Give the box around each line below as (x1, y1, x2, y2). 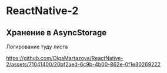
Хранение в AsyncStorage (6, 28, 107, 38)
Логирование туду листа (6, 43, 68, 50)
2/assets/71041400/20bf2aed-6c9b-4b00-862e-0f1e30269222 (6, 61, 161, 68)
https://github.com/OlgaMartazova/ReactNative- (6, 55, 123, 61)
